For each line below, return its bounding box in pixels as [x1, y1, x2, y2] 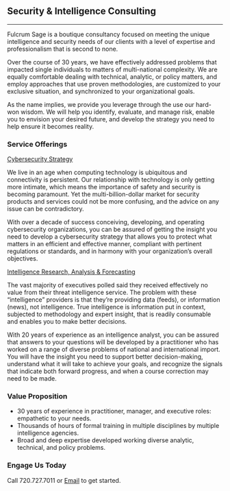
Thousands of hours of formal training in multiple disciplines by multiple [16, 422, 220, 430]
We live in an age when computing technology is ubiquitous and [7, 168, 188, 177]
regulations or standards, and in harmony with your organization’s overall [7, 247, 213, 256]
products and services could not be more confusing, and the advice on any [7, 197, 219, 206]
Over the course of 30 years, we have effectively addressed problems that [7, 58, 217, 66]
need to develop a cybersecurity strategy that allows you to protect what [7, 232, 212, 241]
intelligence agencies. [16, 429, 79, 438]
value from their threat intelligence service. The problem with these [7, 288, 197, 297]
